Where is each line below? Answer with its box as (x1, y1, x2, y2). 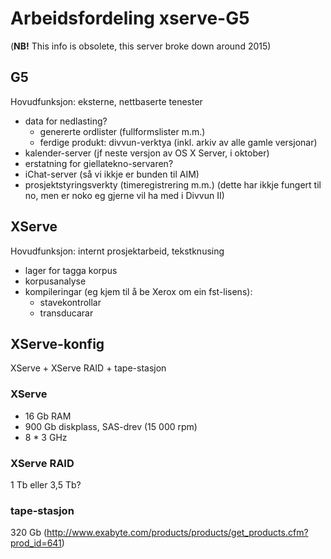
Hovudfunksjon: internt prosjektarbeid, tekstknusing (10, 245, 225, 257)
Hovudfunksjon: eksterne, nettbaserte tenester (10, 95, 203, 107)
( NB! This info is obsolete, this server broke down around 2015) (10, 40, 272, 52)
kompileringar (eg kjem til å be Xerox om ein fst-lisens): (24, 285, 253, 297)
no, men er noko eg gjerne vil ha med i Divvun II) (24, 189, 225, 201)
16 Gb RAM (24, 410, 72, 422)
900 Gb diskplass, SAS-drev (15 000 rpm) (24, 420, 198, 432)
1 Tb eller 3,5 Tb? (10, 478, 82, 491)
